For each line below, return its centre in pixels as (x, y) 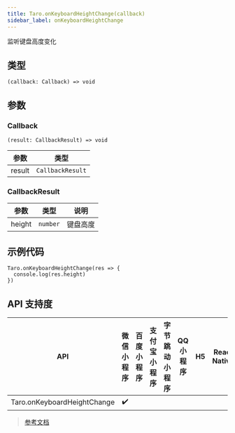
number (49, 224)
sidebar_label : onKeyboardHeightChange (65, 20)
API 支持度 (30, 304)
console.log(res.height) (50, 274)
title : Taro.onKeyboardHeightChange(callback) (76, 14)
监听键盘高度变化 (32, 41)
